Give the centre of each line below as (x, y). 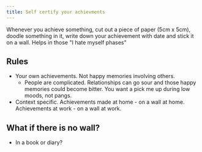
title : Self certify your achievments (56, 12)
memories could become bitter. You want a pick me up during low (107, 89)
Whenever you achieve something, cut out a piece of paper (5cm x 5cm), (99, 29)
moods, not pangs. (48, 96)
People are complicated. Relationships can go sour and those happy (110, 82)
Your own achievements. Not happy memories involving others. (95, 76)
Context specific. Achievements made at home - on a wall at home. (100, 102)
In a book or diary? (39, 143)
